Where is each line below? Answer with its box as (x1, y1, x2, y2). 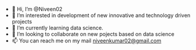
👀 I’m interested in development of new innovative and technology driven (11, 12, 191, 19)
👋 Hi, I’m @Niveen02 (11, 6, 63, 12)
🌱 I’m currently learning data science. (11, 24, 104, 31)
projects (11, 18, 33, 25)
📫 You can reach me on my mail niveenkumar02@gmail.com (11, 37, 162, 44)
